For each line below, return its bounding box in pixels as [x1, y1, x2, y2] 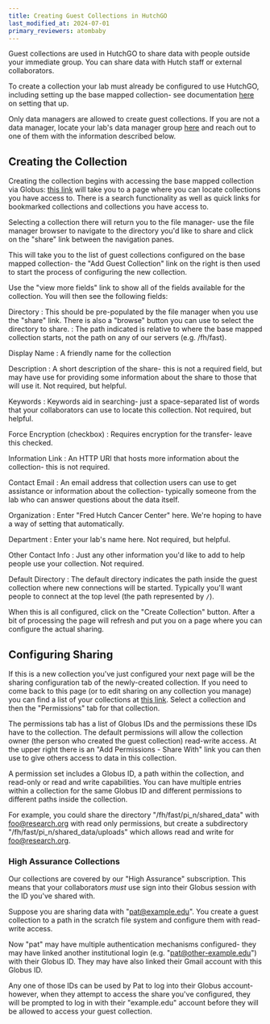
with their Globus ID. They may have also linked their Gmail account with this [8, 956, 262, 967]
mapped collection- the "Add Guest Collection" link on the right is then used [8, 259, 260, 268]
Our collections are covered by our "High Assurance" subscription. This [8, 874, 247, 884]
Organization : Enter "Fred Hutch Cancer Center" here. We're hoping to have [8, 511, 262, 520]
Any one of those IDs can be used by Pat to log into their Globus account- [8, 980, 254, 991]
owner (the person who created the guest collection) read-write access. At [8, 736, 257, 745]
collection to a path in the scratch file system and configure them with [8, 915, 240, 925]
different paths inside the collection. [8, 794, 128, 804]
